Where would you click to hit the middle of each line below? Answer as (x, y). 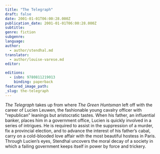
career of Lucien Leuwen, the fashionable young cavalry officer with (73, 110)
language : (15, 41)
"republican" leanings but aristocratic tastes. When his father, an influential (80, 115)
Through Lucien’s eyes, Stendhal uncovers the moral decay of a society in (79, 141)
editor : (13, 64)
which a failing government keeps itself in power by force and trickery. (76, 146)
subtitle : (15, 28)
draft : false (18, 14)
